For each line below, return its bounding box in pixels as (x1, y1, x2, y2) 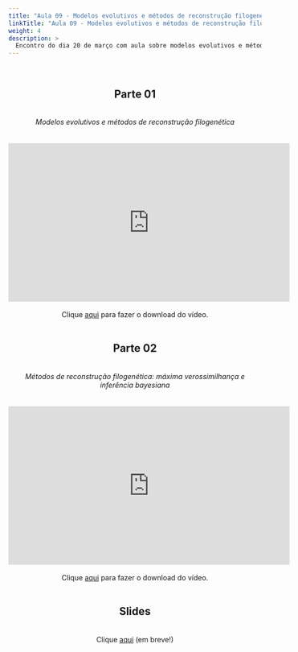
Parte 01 (113, 87, 157, 101)
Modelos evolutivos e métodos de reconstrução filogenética (35, 117, 235, 126)
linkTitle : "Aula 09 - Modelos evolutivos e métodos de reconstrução (8, 19, 247, 27)
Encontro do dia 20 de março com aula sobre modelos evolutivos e (15, 42, 243, 50)
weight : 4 (8, 27, 42, 35)
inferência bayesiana (100, 380, 170, 390)
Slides (119, 605, 151, 618)
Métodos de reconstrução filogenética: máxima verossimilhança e (25, 371, 245, 381)
